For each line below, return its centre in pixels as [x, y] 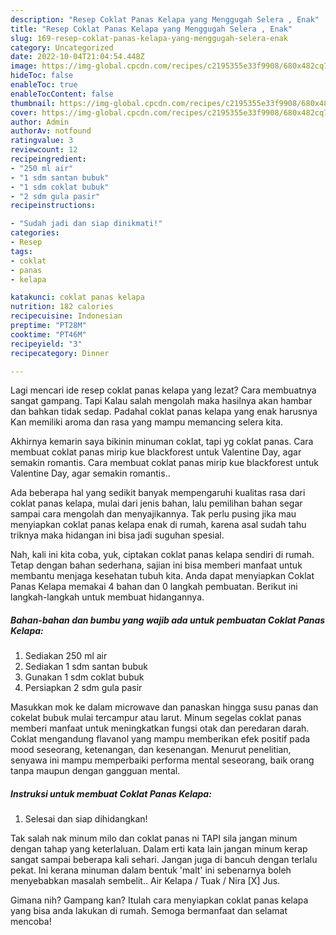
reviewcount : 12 [44, 150]
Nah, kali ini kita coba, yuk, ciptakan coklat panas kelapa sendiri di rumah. [162, 555]
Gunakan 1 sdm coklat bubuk [84, 677]
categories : [35, 233]
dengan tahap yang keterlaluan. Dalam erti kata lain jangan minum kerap [159, 849]
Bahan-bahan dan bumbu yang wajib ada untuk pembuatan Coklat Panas [168, 620]
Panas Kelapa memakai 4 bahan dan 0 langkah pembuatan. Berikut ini [154, 587]
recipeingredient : [48, 159]
